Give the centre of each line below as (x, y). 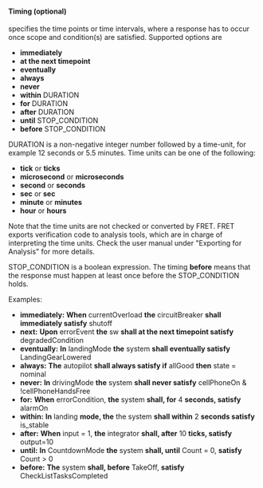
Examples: (25, 300)
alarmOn (34, 408)
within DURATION (49, 95)
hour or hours (43, 211)
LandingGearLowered (55, 357)
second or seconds (53, 185)
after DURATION (47, 112)
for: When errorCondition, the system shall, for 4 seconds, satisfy (130, 399)
